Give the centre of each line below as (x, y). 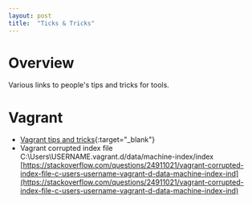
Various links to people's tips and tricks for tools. (89, 85)
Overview (41, 63)
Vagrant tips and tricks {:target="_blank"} (87, 140)
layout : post (30, 16)
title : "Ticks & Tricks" (51, 23)
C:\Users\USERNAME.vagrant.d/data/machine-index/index (117, 156)
